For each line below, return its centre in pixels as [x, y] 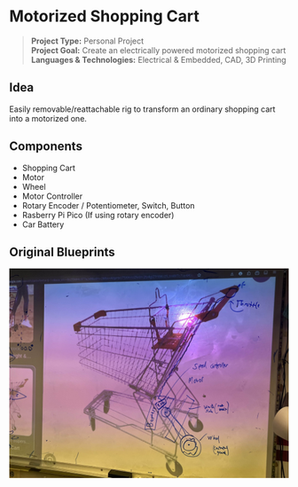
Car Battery [43, 224]
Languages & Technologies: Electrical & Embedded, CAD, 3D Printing [158, 59]
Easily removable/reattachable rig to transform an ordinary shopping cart [142, 109]
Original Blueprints [62, 251]
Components [46, 147]
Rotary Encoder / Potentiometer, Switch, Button [108, 205]
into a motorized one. [48, 118]
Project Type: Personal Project [87, 41]
